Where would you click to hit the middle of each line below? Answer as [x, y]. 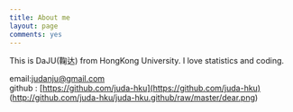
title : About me [40, 17]
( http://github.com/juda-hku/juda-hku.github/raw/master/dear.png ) [134, 98]
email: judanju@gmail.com [57, 79]
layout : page [34, 26]
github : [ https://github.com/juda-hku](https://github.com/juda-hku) [135, 88]
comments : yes [36, 34]
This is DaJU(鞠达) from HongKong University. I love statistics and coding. [147, 61]
